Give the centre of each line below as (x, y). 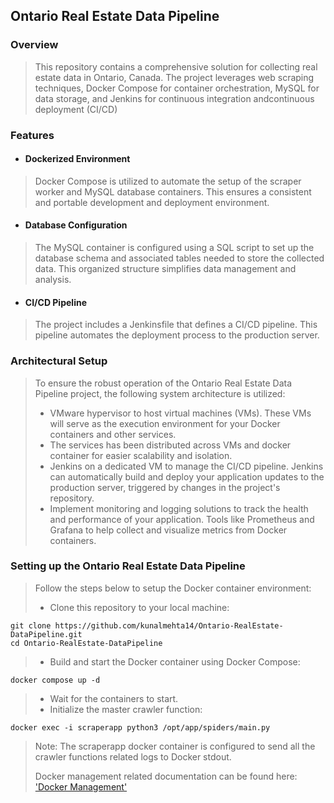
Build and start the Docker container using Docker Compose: (175, 661)
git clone (31, 625)
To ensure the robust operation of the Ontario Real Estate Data (163, 383)
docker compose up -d (55, 680)
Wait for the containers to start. (114, 698)
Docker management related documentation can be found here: (166, 776)
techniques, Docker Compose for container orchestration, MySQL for (177, 88)
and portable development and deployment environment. (152, 202)
